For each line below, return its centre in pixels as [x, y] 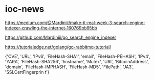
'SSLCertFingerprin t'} [27, 72]
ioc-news [25, 9]
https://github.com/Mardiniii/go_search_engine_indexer [61, 37]
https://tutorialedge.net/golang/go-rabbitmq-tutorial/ [58, 47]
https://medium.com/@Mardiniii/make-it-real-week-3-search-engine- [75, 23]
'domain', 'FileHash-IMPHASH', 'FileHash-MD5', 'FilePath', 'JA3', [69, 67]
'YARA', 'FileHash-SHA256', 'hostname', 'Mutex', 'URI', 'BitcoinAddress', [77, 61]
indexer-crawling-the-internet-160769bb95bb [51, 27]
